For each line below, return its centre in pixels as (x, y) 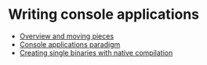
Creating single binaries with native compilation (96, 52)
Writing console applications (104, 14)
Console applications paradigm (70, 44)
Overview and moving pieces (67, 36)
